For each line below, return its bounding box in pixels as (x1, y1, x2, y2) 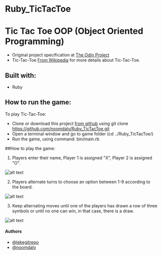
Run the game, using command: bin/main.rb (12, 136, 100, 142)
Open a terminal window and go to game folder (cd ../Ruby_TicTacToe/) (12, 131, 154, 136)
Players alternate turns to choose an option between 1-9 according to (12, 179, 151, 185)
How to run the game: (5, 98, 72, 106)
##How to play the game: (5, 145, 56, 151)
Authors (5, 228, 22, 234)
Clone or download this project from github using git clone (12, 120, 129, 126)
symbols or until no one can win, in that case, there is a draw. (12, 208, 134, 214)
